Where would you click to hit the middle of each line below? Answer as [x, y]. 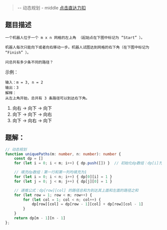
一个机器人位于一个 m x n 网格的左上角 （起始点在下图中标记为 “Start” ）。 [75, 38]
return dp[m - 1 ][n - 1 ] [40, 218]
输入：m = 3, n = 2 [24, 82]
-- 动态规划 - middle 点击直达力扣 [51, 8]
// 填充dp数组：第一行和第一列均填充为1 [50, 172]
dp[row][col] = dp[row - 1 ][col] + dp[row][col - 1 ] [87, 204]
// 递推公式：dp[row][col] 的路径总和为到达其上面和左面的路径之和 [76, 190]
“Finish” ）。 [18, 52]
